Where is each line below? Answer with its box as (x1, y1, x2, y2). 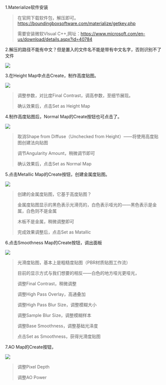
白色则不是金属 (26, 208, 57, 214)
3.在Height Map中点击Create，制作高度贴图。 (5, 73, 99, 78)
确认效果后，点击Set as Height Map (17, 103, 90, 109)
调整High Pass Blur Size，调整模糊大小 (17, 302, 97, 308)
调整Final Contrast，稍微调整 (17, 281, 77, 287)
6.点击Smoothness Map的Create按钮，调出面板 (5, 240, 102, 245)
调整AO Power (17, 375, 47, 380)
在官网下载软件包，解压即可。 (17, 15, 79, 21)
